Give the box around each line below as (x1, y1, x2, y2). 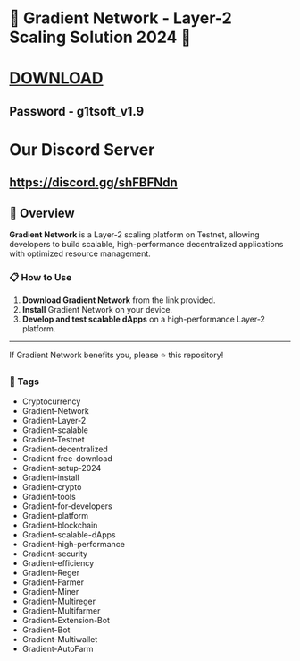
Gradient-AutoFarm (21, 643, 94, 654)
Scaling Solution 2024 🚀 (9, 27, 192, 47)
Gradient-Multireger (21, 596, 96, 606)
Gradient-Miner (21, 586, 79, 597)
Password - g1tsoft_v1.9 (9, 103, 145, 119)
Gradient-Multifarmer (21, 605, 101, 616)
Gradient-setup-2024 (21, 462, 102, 473)
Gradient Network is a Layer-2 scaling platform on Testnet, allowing (9, 229, 261, 240)
